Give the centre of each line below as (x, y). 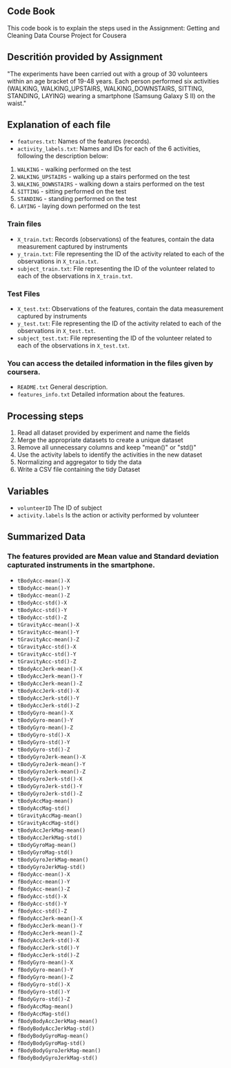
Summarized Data (47, 537)
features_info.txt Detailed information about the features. (101, 394)
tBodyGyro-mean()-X (45, 713)
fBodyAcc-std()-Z (42, 911)
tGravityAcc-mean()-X (48, 624)
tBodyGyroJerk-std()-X (50, 779)
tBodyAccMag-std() (43, 808)
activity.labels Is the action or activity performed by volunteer (108, 515)
